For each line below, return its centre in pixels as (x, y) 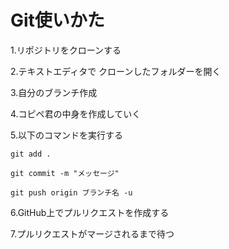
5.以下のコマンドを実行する (66, 135)
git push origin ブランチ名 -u (71, 192)
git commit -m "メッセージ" (65, 173)
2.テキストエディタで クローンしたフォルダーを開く (116, 71)
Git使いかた (57, 20)
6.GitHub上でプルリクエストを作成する (90, 212)
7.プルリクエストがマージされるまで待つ (92, 233)
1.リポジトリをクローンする (66, 50)
